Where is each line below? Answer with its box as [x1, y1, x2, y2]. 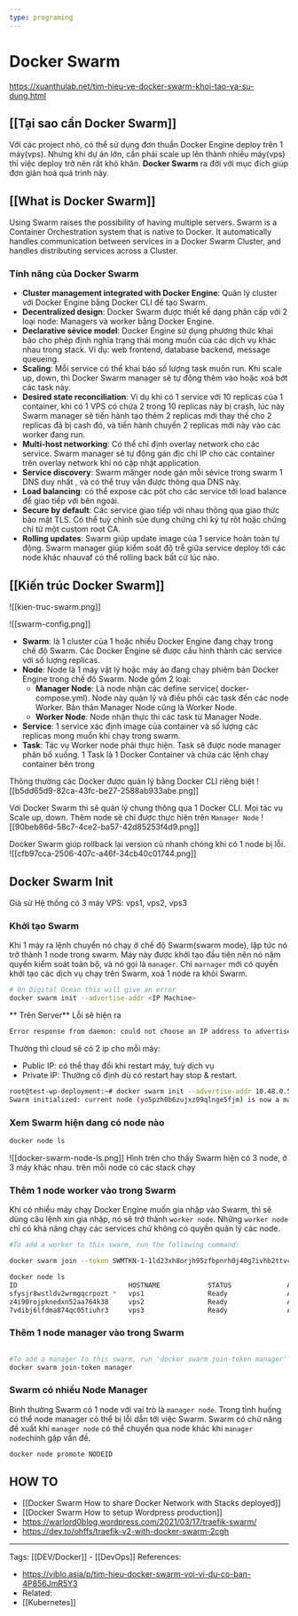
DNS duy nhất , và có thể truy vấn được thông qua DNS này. [21, 476, 242, 487]
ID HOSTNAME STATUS [9, 1281, 232, 1290]
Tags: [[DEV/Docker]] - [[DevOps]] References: [9, 1552, 182, 1563]
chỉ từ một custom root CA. [21, 524, 122, 534]
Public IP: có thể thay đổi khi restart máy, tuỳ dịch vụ [21, 1060, 215, 1071]
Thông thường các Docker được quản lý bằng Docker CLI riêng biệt [9, 776, 255, 787]
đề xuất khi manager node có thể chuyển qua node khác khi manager [9, 1423, 254, 1434]
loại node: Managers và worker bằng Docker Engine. [21, 316, 215, 327]
